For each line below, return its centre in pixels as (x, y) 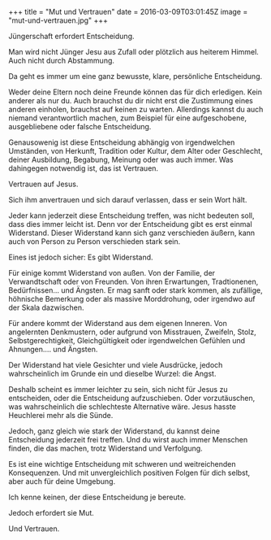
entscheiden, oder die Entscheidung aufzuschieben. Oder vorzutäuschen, (132, 398)
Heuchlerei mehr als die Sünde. (61, 415)
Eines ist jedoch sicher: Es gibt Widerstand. (81, 257)
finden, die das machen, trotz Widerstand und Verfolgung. (105, 448)
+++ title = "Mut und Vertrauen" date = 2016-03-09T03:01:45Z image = (128, 12)
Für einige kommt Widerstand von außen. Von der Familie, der (112, 273)
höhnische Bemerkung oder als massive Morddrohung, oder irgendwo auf (132, 299)
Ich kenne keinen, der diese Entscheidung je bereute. (97, 497)
